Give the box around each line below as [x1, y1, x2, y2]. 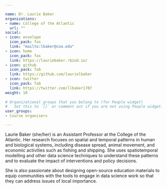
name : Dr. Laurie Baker [5, 11, 55, 16]
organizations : [5, 16, 37, 21]
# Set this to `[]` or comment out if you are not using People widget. [5, 104, 164, 109]
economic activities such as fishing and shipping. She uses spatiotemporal [5, 147, 158, 153]
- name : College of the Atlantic [5, 21, 75, 26]
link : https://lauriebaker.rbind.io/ [9, 58, 88, 63]
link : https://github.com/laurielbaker [9, 72, 92, 77]
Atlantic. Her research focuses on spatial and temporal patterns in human [5, 136, 155, 142]
